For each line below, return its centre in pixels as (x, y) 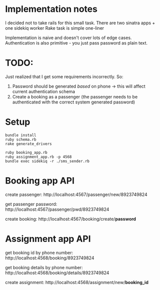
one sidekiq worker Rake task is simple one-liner (55, 28)
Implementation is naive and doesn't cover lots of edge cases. (69, 38)
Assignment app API (48, 239)
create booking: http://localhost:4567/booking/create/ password (71, 219)
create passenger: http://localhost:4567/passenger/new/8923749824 (76, 194)
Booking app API (40, 181)
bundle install (21, 135)
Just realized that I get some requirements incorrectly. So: (64, 76)
